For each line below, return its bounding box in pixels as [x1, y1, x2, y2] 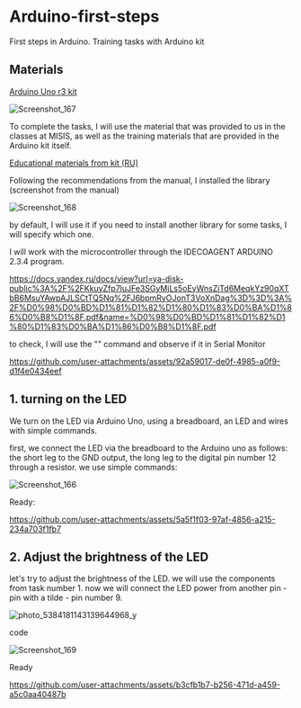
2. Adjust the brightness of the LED [9, 549, 209, 564]
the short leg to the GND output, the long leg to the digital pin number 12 [9, 452, 277, 462]
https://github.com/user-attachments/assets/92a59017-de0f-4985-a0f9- [9, 355, 281, 366]
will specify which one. [9, 229, 94, 239]
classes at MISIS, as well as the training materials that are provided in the [9, 130, 280, 141]
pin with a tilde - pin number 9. [9, 592, 123, 604]
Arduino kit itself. [9, 139, 72, 150]
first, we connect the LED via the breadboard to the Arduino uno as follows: [9, 443, 288, 453]
